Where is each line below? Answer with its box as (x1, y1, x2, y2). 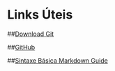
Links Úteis (7, 7, 73, 23)
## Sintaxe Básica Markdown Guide (7, 56, 108, 65)
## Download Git (7, 30, 54, 38)
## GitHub (7, 43, 36, 51)
